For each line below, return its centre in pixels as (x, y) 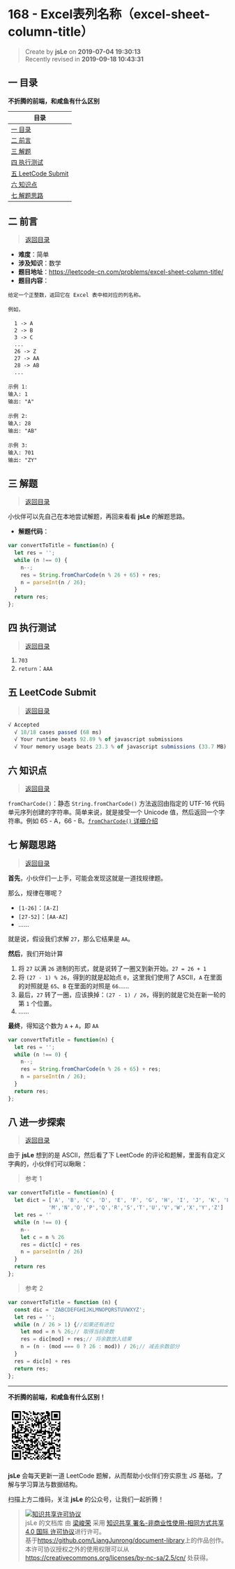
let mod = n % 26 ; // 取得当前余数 (67, 1332)
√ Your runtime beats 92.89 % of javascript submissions (99, 739)
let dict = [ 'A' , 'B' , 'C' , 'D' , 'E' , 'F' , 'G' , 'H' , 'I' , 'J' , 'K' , (117, 1200)
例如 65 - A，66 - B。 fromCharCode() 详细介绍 (92, 820)
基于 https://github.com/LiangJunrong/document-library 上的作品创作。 (126, 1540)
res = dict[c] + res (50, 1245)
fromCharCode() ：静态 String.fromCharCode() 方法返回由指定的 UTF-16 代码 (116, 803)
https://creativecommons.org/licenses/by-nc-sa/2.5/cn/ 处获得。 (118, 1557)
